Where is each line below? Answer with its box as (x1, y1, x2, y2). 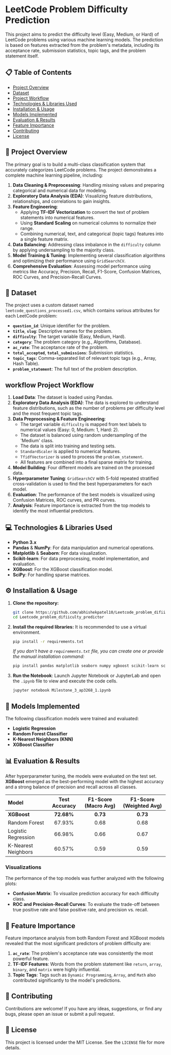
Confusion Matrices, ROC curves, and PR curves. (12, 497, 116, 503)
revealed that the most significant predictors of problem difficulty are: (5, 940, 151, 946)
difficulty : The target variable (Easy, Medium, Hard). (12, 333, 126, 339)
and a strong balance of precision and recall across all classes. (5, 784, 137, 790)
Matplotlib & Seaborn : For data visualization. (12, 550, 107, 556)
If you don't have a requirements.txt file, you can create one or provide (12, 648, 164, 654)
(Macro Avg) (84, 802, 116, 809)
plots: (5, 880, 17, 887)
